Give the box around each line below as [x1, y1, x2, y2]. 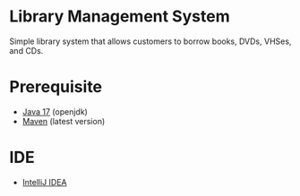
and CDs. [9, 45, 44, 55]
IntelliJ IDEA [21, 176, 67, 187]
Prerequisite [9, 77, 103, 98]
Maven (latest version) [21, 115, 106, 126]
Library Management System [9, 6, 230, 27]
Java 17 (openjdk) [21, 106, 88, 117]
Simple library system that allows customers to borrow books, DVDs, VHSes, [9, 36, 292, 47]
